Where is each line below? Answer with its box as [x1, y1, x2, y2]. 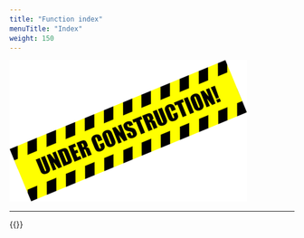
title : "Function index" [9, 14, 103, 24]
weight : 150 [9, 33, 54, 43]
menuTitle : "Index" [9, 24, 83, 33]
